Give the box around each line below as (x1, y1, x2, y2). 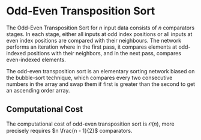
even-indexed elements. (6, 56, 66, 63)
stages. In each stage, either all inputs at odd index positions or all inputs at (6, 30, 193, 37)
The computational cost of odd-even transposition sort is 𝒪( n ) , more (6, 120, 175, 127)
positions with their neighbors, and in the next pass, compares (27, 49, 182, 56)
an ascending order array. (6, 87, 70, 94)
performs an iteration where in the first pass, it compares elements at (6, 43, 178, 50)
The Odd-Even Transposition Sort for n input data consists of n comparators (6, 24, 195, 31)
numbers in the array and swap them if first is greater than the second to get (6, 80, 196, 88)
